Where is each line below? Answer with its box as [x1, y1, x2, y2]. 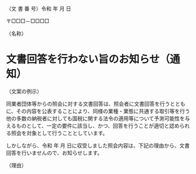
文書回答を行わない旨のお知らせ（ [6, 53, 170, 66]
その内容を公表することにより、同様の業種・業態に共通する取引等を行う [16, 107, 190, 114]
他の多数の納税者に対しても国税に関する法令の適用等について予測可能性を [6, 115, 185, 122]
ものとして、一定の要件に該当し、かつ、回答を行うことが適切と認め [16, 122, 180, 129]
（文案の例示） [6, 87, 42, 95]
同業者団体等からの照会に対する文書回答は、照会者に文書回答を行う [6, 100, 170, 107]
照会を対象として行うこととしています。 [11, 129, 108, 137]
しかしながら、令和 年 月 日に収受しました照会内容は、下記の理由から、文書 [6, 142, 190, 149]
